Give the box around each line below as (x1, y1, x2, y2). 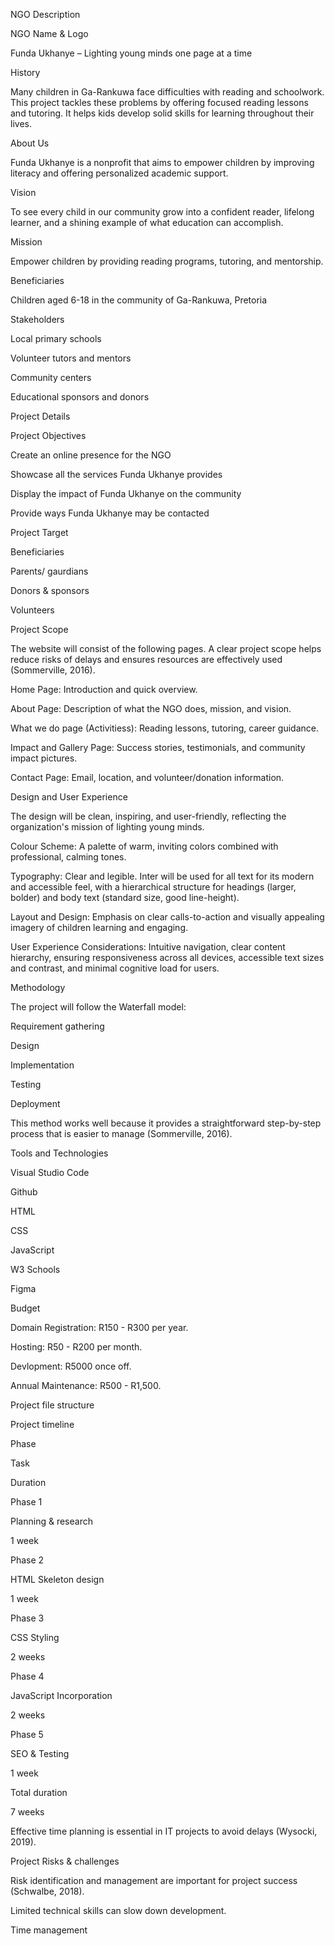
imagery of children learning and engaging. (10, 922, 188, 933)
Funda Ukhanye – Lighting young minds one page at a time (10, 47, 253, 59)
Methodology (10, 982, 66, 993)
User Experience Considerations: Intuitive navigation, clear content (10, 941, 286, 953)
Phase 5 (10, 1729, 44, 1740)
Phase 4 (10, 1670, 45, 1682)
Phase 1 (10, 1496, 43, 1508)
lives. (10, 118, 32, 129)
